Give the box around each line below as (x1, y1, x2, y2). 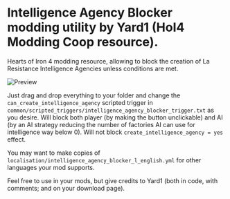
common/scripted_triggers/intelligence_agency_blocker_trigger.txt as (7, 106, 215, 114)
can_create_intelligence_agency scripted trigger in (7, 98, 154, 106)
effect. (7, 135, 26, 143)
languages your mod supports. (7, 163, 95, 171)
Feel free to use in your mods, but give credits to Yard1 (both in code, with (7, 176, 218, 184)
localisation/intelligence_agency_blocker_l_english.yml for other (7, 155, 202, 164)
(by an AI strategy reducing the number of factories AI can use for (7, 120, 195, 129)
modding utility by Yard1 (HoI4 (7, 19, 185, 35)
